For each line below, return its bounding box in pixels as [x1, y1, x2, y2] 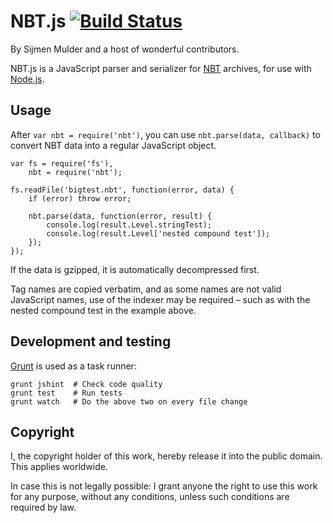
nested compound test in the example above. [10, 304, 197, 316]
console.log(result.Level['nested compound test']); [46, 228, 271, 239]
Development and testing [10, 333, 172, 350]
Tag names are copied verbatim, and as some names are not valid [10, 283, 282, 295]
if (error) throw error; [28, 193, 132, 204]
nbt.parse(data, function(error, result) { [28, 211, 213, 221]
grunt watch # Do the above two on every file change [10, 396, 248, 407]
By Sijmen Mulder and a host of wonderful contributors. [10, 43, 240, 55]
